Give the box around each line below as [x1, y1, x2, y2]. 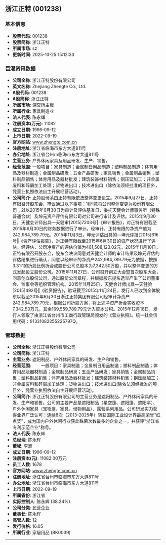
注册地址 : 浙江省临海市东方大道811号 [12, 145, 86, 151]
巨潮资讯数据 [5, 65, 36, 72]
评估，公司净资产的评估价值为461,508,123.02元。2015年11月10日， [25, 244, 161, 250]
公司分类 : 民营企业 [12, 505, 50, 511]
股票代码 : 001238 [12, 33, 48, 39]
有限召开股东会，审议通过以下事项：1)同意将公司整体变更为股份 [12, 201, 142, 207]
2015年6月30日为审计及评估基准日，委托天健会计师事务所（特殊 [29, 207, 160, 213]
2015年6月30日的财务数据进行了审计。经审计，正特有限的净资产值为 [12, 226, 152, 231]
